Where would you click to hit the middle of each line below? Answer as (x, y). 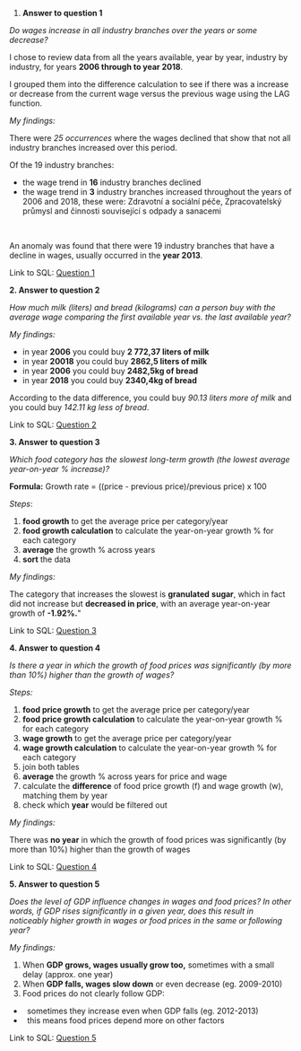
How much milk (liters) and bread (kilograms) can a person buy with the (142, 307)
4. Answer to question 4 (55, 648)
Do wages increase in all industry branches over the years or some (133, 30)
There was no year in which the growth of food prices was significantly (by (148, 840)
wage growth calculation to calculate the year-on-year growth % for (150, 748)
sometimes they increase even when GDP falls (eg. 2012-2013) (142, 1011)
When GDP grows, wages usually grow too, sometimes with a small (148, 965)
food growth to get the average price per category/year (125, 521)
